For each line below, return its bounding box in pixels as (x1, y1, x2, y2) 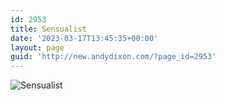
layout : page (10, 42, 65, 53)
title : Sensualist (10, 24, 87, 34)
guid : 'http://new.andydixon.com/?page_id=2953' (10, 52, 217, 62)
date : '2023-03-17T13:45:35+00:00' (10, 33, 159, 43)
